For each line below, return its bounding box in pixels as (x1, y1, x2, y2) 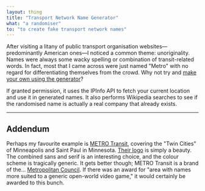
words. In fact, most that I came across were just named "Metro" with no (6, 62, 189, 70)
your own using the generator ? (6, 75, 84, 83)
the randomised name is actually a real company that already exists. (6, 100, 178, 108)
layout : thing (6, 9, 43, 15)
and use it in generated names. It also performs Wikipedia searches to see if (6, 94, 198, 101)
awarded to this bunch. (6, 179, 65, 187)
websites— (139, 43, 168, 50)
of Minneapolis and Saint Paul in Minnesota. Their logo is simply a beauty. (6, 146, 192, 154)
